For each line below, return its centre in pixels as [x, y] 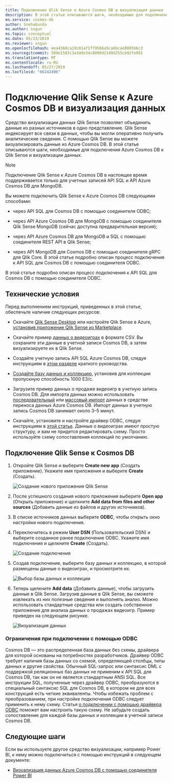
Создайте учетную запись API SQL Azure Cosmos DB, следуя [80, 358]
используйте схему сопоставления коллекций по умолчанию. [81, 437]
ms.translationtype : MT [31, 58]
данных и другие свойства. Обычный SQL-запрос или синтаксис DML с [84, 666]
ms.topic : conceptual [28, 34]
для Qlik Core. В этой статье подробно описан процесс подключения [89, 257]
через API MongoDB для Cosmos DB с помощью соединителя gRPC [87, 252]
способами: [18, 201]
